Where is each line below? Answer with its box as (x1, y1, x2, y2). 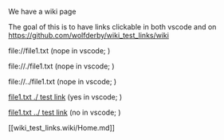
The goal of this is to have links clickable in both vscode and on (8, 22, 217, 31)
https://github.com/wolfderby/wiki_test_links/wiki (8, 31, 170, 40)
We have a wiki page (8, 7, 77, 16)
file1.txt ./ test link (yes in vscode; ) (8, 92, 123, 102)
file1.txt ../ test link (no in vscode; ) (8, 107, 121, 117)
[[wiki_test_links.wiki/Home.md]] (8, 123, 116, 132)
